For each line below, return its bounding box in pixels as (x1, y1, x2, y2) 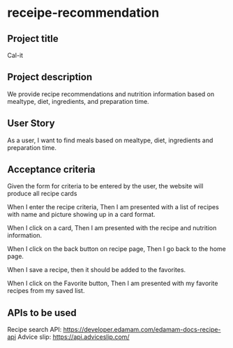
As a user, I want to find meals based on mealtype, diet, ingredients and (7, 136, 213, 144)
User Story (7, 117, 55, 130)
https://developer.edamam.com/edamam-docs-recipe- (63, 326, 221, 334)
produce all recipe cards (7, 190, 77, 198)
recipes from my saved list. (7, 287, 85, 295)
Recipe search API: (7, 326, 62, 334)
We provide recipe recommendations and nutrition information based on (7, 89, 215, 98)
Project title (7, 33, 59, 45)
